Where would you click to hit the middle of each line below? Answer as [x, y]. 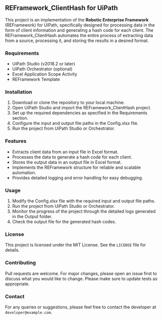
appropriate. [18, 284]
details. [12, 250]
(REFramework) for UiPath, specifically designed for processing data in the [80, 25]
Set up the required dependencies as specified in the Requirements [80, 113]
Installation [19, 92]
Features [16, 141]
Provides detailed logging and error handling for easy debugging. [78, 178]
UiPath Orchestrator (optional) [42, 69]
